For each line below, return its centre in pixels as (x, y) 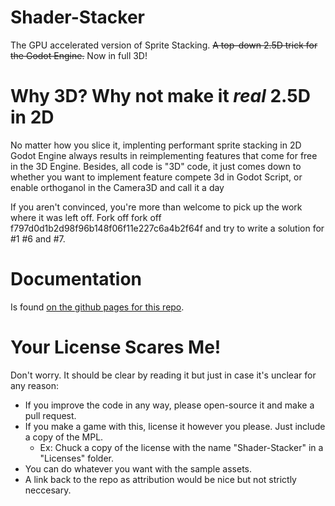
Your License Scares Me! (116, 347)
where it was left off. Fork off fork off (86, 217)
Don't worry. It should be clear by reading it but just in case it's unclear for (163, 375)
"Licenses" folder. (76, 458)
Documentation (76, 279)
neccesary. (48, 490)
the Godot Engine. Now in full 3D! (79, 55)
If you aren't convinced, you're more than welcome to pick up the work (156, 207)
